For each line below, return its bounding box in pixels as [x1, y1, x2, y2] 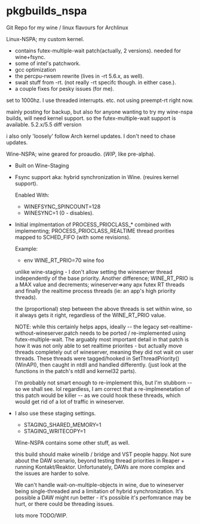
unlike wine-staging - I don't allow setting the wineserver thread [14, 268, 173, 275]
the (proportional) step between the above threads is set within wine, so [14, 305, 192, 312]
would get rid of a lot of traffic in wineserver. [14, 398, 125, 405]
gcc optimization [14, 66, 57, 73]
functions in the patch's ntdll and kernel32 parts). [14, 367, 137, 374]
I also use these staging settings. [14, 409, 96, 417]
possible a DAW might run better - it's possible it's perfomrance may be [14, 494, 192, 501]
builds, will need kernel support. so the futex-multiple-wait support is [6, 115, 176, 122]
